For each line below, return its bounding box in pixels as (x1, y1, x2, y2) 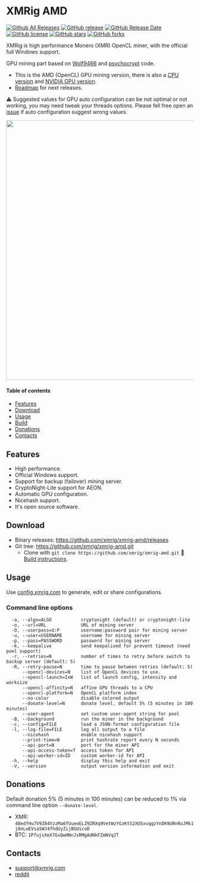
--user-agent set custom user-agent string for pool (21, 710, 180, 717)
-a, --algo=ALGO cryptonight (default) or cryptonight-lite (11, 617, 190, 623)
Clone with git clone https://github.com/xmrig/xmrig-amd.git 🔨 (23, 549, 185, 556)
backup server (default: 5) (6, 659, 76, 664)
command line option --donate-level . (6, 801, 98, 808)
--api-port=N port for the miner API (21, 742, 140, 748)
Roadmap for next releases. (14, 84, 83, 91)
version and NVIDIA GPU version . (14, 78, 97, 85)
